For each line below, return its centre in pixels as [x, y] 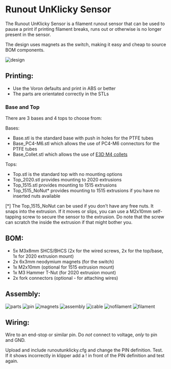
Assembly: [23, 294]
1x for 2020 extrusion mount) [43, 256]
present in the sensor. [28, 34]
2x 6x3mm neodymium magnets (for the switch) [63, 261]
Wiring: [17, 323]
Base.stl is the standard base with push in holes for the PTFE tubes [83, 138]
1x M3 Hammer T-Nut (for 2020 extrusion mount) [64, 272]
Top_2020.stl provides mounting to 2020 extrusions [67, 180]
